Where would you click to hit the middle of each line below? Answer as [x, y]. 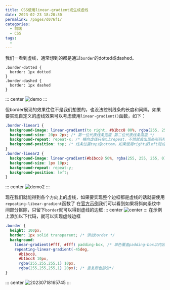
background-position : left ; [39, 173]
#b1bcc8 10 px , [34, 259]
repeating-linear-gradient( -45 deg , [52, 249]
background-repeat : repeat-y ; [41, 168]
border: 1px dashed [30, 85]
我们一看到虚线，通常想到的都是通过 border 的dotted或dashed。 [71, 58]
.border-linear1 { [25, 125]
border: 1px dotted [30, 72]
